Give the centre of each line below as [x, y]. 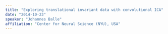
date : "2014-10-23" [26, 14]
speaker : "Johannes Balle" [34, 19]
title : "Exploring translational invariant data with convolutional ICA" [85, 10]
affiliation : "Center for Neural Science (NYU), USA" [63, 24]
